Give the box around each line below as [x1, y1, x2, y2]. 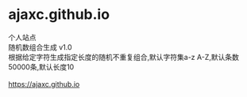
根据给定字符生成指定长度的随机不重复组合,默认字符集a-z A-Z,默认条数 [8, 52, 240, 62]
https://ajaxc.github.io [8, 79, 80, 88]
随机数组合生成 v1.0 [8, 42, 73, 52]
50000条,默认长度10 [8, 62, 75, 72]
